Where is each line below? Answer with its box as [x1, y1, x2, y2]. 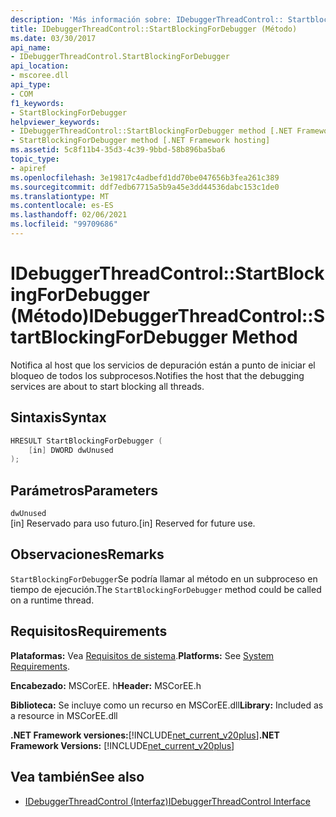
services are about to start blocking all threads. [10, 380, 205, 392]
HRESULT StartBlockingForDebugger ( [10, 436, 163, 446]
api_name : [10, 42, 52, 53]
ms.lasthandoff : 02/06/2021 [10, 210, 128, 220]
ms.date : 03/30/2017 [10, 33, 97, 43]
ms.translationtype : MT [10, 191, 110, 201]
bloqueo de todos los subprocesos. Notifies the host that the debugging [10, 369, 305, 381]
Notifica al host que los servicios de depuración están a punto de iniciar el [10, 359, 316, 371]
